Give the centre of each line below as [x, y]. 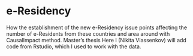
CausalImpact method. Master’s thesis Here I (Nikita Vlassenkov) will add [96, 40]
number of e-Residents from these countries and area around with [88, 33]
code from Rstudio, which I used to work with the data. [74, 46]
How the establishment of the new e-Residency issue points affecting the [97, 27]
